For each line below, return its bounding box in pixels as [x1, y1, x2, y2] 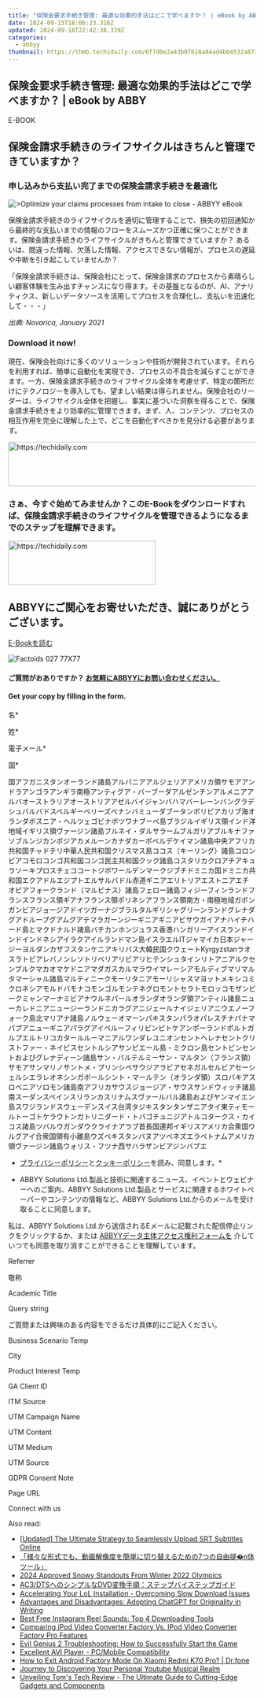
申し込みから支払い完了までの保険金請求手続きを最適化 [8, 180, 218, 191]
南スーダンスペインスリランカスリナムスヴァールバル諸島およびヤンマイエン [8, 1092, 255, 1101]
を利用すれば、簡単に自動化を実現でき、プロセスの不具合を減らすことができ [8, 366, 255, 376]
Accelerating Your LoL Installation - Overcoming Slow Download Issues [19, 1589, 250, 1598]
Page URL [8, 1488, 41, 1497]
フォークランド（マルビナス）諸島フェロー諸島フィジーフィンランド [28, 885, 249, 895]
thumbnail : [8, 48, 44, 56]
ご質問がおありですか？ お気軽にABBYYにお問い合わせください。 [8, 673, 220, 682]
